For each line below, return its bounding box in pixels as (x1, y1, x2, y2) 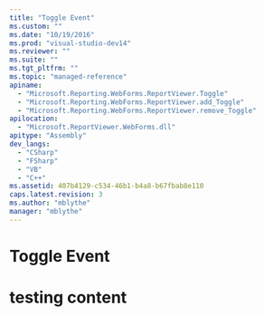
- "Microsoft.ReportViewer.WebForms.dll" (17, 123, 176, 132)
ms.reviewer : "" (9, 47, 71, 56)
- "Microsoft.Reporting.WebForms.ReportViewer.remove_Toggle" (17, 106, 257, 115)
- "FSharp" (17, 156, 59, 166)
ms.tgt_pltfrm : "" (9, 64, 79, 73)
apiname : (9, 81, 43, 90)
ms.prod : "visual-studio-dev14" (9, 38, 131, 48)
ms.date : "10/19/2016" (9, 30, 95, 39)
